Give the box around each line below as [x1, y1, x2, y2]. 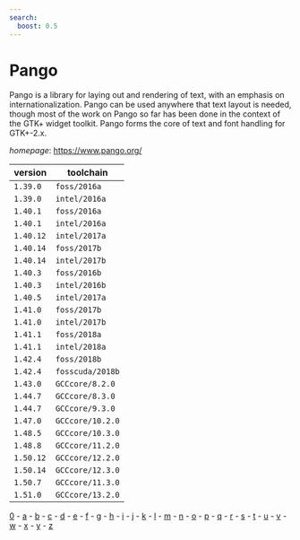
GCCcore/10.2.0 [55, 416, 120, 426]
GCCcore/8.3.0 [55, 391, 116, 402]
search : [9, 13, 39, 22]
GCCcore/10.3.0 [55, 428, 120, 439]
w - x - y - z [9, 520, 54, 531]
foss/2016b [55, 268, 102, 278]
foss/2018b [55, 354, 102, 364]
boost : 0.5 [17, 22, 58, 30]
